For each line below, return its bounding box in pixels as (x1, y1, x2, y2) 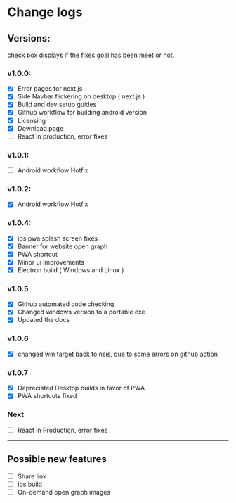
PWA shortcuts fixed (17, 392, 77, 400)
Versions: (7, 32, 51, 44)
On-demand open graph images (17, 488, 111, 496)
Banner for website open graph (17, 242, 108, 250)
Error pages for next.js (17, 84, 83, 93)
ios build (17, 480, 43, 488)
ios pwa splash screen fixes (17, 234, 98, 243)
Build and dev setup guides (17, 100, 97, 109)
